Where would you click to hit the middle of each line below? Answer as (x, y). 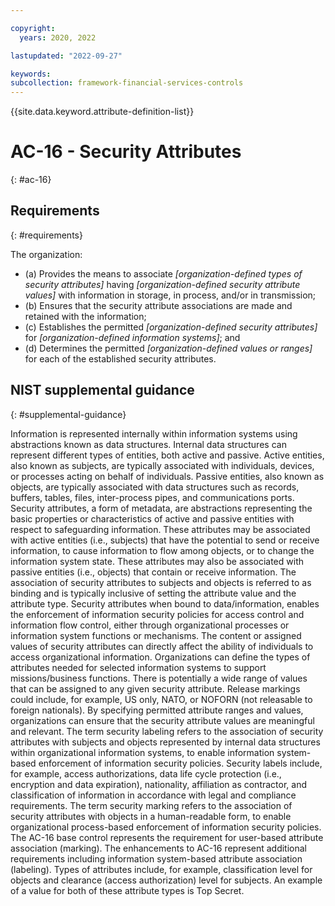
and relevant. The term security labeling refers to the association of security (167, 731)
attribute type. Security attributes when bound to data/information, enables (165, 603)
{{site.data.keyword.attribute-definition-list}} (102, 112)
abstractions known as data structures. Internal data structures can (148, 444)
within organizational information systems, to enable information (142, 752)
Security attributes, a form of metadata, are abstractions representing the (161, 508)
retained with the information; (85, 316)
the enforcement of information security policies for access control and (157, 614)
